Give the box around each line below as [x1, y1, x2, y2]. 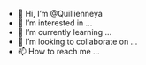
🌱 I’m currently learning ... [17, 27, 112, 37]
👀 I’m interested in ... [17, 18, 93, 28]
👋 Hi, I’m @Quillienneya [17, 9, 104, 18]
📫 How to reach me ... [17, 47, 100, 56]
